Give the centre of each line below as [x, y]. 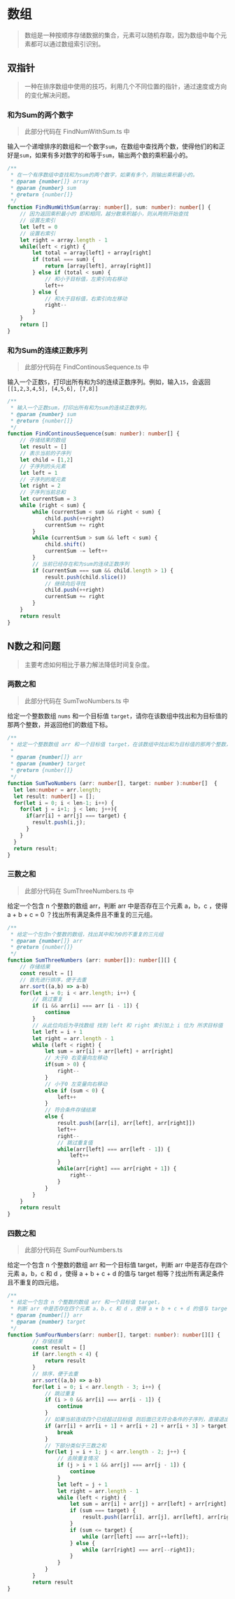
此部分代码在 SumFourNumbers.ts [73, 1250]
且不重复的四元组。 [35, 1282]
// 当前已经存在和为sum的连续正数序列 [81, 564]
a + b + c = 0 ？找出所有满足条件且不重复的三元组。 [82, 914]
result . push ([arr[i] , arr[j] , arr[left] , [143, 1517]
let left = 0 [39, 227]
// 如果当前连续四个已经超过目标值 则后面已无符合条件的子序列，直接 [131, 1420]
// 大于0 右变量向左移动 [76, 1058]
